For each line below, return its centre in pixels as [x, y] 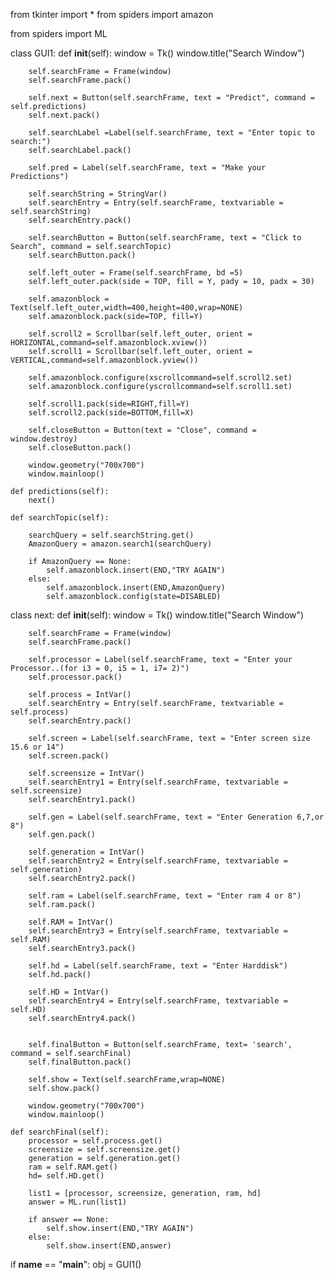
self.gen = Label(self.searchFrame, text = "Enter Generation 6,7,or [176, 817]
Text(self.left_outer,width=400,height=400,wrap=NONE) [127, 308]
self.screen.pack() [69, 756]
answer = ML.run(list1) [78, 1202]
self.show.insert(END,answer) [109, 1246]
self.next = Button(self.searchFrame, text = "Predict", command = [171, 98]
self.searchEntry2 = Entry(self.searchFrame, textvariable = [158, 861]
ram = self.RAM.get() [73, 1167]
